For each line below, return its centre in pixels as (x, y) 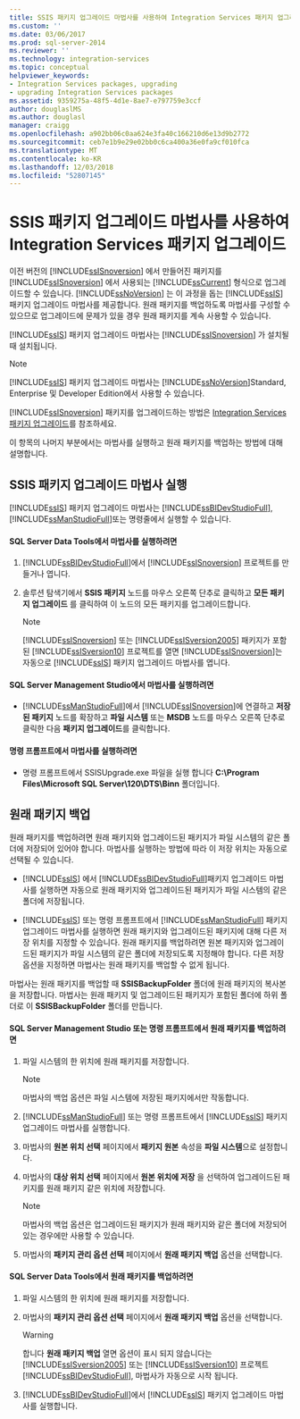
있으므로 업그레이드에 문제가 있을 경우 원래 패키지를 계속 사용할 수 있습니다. (140, 316)
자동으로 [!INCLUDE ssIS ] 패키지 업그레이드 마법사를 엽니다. (126, 663)
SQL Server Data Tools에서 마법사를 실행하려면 (93, 541)
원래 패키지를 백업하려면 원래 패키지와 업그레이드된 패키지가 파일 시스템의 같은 (145, 837)
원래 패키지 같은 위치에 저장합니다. (106, 1188)
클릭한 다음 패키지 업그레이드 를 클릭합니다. (96, 728)
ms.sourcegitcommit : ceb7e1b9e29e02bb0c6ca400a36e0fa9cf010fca (129, 142)
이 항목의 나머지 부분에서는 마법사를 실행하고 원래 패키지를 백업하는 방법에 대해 (146, 442)
